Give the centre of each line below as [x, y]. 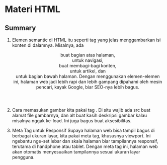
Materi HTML [33, 9]
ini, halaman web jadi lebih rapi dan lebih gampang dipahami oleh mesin [88, 82]
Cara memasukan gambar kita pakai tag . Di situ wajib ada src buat [81, 110]
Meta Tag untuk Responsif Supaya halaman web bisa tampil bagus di [83, 130]
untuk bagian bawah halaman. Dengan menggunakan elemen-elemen [88, 76]
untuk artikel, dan [88, 71]
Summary [20, 28]
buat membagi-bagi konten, [88, 66]
